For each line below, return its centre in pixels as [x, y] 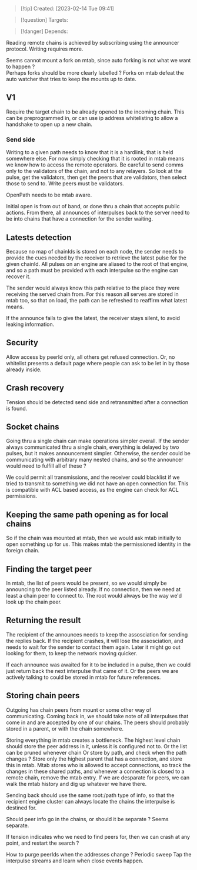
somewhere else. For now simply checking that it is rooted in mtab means [95, 159]
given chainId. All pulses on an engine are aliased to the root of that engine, [98, 264]
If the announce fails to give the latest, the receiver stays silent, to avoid [93, 318]
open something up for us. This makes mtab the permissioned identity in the [98, 544]
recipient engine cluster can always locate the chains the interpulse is [91, 801]
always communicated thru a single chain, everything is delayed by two [93, 447]
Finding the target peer [49, 569]
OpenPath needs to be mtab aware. [49, 195]
